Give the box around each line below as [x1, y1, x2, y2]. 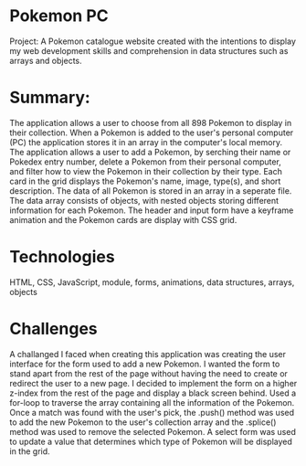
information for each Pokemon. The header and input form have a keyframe [9, 205, 294, 216]
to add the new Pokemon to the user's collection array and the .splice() [9, 417, 277, 428]
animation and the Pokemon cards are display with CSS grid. [9, 214, 237, 225]
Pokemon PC [9, 5, 110, 26]
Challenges [9, 319, 98, 339]
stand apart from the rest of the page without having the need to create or [9, 367, 288, 379]
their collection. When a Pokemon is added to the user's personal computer [9, 127, 294, 138]
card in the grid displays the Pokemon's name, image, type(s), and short [9, 175, 281, 186]
